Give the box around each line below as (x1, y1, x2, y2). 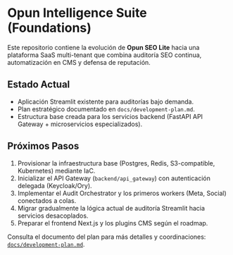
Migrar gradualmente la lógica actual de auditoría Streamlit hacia (17, 204, 206, 212)
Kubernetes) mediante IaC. (17, 166, 96, 175)
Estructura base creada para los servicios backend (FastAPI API (17, 112, 203, 120)
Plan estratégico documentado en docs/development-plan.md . (17, 104, 195, 113)
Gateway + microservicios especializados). (17, 120, 143, 128)
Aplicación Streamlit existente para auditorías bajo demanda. (17, 97, 194, 106)
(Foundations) (7, 20, 92, 36)
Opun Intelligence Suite (7, 5, 148, 21)
